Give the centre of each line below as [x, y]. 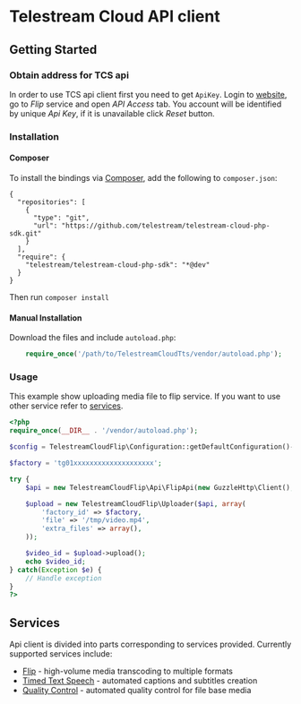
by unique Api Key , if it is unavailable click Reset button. [112, 113]
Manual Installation [46, 318]
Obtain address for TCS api [69, 75]
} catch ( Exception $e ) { [56, 570]
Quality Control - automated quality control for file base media [137, 691]
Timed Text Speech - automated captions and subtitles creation [140, 681]
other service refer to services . [66, 406]
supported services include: [61, 654]
